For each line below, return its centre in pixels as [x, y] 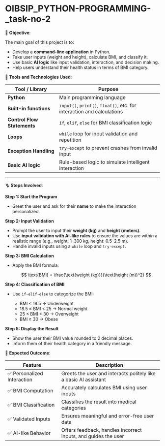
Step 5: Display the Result [32, 328]
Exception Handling [31, 151]
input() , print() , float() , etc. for [98, 105]
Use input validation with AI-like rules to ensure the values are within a [85, 236]
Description [110, 365]
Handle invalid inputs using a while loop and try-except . [69, 246]
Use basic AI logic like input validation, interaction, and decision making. [85, 62]
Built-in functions [29, 108]
